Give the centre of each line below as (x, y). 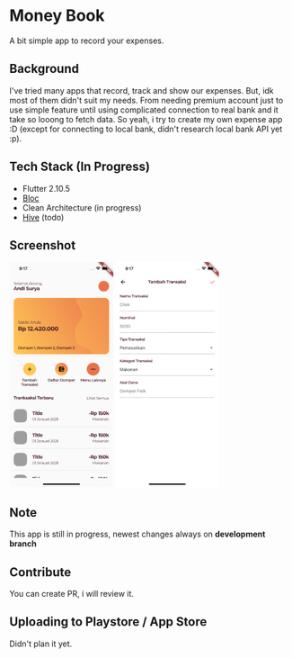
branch (23, 544)
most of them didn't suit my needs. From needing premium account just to (146, 100)
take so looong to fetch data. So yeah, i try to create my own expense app (146, 119)
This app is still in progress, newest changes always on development (137, 534)
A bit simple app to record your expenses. (87, 41)
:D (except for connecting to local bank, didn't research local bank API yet (146, 129)
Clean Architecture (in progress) (82, 207)
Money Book (57, 16)
